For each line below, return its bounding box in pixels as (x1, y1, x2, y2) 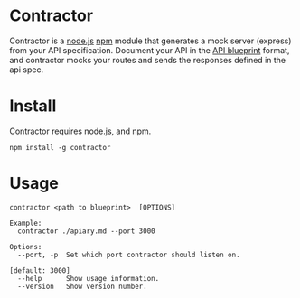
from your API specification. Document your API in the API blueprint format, (9, 44, 290, 55)
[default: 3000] (9, 265, 70, 275)
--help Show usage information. (17, 274, 160, 283)
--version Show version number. (17, 282, 147, 291)
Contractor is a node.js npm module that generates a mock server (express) (9, 35, 292, 46)
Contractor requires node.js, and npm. (9, 126, 152, 136)
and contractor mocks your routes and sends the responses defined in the (9, 54, 286, 65)
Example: (9, 219, 42, 228)
